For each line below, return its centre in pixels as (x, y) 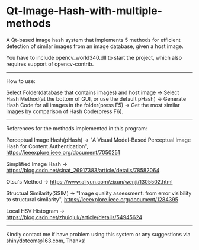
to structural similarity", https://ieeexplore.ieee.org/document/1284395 (92, 199)
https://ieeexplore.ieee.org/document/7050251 (63, 152)
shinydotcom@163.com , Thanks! (46, 241)
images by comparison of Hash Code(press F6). (65, 111)
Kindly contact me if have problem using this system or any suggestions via (98, 234)
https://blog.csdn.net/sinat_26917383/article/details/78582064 (83, 170)
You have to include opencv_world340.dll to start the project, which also (94, 57)
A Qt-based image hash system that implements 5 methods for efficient (93, 40)
